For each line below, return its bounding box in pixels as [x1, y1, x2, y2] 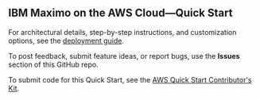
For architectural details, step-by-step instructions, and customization [8, 27, 237, 37]
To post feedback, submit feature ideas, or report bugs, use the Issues [8, 51, 240, 60]
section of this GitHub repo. [8, 60, 99, 69]
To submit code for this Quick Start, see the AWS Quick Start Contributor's [8, 75, 252, 84]
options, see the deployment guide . [8, 36, 125, 45]
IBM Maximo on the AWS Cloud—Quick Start [8, 6, 233, 20]
